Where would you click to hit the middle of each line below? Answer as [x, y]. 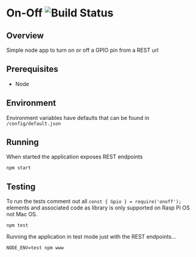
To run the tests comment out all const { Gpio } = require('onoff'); [94, 202]
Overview [25, 36]
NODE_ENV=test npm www [35, 248]
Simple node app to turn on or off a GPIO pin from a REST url [82, 50]
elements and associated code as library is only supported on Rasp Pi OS [98, 208]
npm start [19, 168]
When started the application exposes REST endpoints [75, 157]
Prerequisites [32, 69]
